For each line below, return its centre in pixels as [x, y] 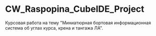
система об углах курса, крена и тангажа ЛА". [54, 28]
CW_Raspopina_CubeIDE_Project [75, 9]
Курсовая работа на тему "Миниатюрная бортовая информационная [78, 23]
